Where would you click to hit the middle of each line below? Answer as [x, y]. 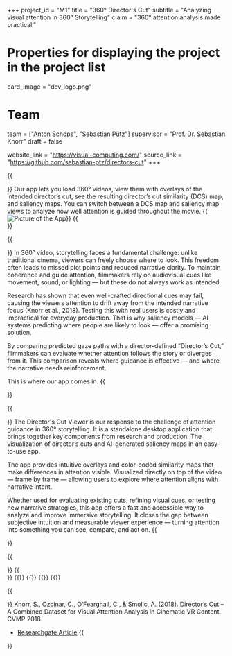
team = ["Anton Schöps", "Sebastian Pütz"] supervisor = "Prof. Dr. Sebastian [116, 134]
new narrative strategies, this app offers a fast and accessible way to [106, 507]
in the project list [56, 68]
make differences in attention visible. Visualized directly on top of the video [115, 472]
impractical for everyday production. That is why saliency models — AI [108, 318]
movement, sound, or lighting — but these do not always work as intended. [114, 282]
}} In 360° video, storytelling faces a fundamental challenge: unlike [102, 252]
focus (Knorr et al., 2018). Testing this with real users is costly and [101, 310]
